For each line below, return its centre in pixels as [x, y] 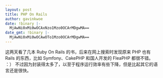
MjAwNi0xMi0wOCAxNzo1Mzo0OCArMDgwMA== [50, 28]
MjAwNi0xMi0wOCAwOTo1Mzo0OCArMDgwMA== [50, 38]
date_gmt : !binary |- [27, 33]
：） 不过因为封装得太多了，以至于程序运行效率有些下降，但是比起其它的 [79, 64]
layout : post [19, 10]
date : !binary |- [23, 23]
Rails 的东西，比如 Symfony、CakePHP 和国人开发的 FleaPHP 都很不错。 [79, 58]
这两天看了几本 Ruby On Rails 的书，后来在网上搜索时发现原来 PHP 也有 [78, 52]
